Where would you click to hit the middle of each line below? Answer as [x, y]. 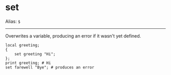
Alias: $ [13, 21]
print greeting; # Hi [28, 63]
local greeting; [22, 45]
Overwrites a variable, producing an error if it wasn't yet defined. [73, 36]
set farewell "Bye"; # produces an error [50, 67]
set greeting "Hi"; [35, 54]
